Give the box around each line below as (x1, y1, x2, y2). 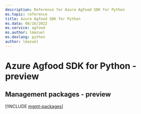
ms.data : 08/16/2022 (5, 21, 48, 26)
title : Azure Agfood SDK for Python (5, 16, 81, 21)
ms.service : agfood (5, 26, 46, 30)
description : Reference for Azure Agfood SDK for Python (5, 7, 125, 12)
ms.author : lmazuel (5, 30, 46, 35)
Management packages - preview (5, 90, 111, 99)
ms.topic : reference (5, 12, 48, 17)
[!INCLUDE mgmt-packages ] (5, 103, 63, 109)
